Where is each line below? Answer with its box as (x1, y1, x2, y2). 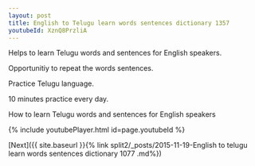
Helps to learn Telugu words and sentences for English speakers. (8, 48, 222, 58)
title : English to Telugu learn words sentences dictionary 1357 (8, 19, 229, 27)
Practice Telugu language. (8, 79, 94, 88)
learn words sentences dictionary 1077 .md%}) (8, 149, 162, 159)
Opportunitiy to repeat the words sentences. (8, 64, 154, 73)
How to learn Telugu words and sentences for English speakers (8, 110, 217, 119)
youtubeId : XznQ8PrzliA (8, 26, 88, 34)
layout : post (8, 11, 52, 20)
